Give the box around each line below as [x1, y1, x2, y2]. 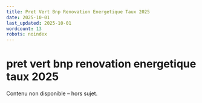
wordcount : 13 [6, 25, 42, 32]
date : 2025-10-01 [6, 14, 50, 20]
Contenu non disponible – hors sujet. [6, 90, 98, 97]
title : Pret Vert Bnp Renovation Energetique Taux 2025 [6, 8, 150, 15]
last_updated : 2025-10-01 [6, 20, 71, 26]
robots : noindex [6, 31, 47, 37]
